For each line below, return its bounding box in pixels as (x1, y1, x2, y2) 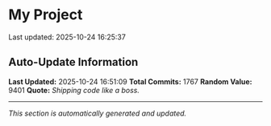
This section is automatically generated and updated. (8, 108, 187, 118)
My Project (8, 6, 83, 24)
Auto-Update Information (8, 55, 139, 69)
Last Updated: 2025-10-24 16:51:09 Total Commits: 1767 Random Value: (8, 76, 252, 86)
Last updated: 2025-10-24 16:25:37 (8, 32, 127, 42)
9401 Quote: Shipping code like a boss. (8, 85, 140, 95)
